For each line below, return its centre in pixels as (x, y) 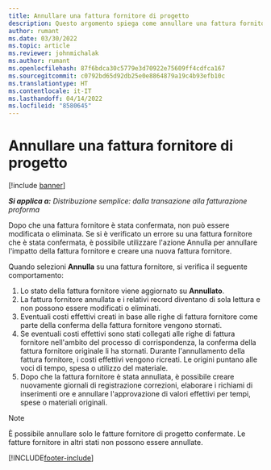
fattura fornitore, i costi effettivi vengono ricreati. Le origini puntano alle (139, 359)
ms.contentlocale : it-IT (50, 91)
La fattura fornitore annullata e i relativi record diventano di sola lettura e (140, 300)
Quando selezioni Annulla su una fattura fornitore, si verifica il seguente (128, 266)
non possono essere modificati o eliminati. (90, 308)
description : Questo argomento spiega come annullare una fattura (122, 23)
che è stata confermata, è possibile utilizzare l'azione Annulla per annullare (133, 242)
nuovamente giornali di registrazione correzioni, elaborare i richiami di (136, 385)
